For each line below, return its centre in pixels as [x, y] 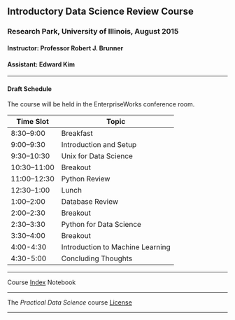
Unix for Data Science [97, 156]
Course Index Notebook [42, 282]
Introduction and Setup [99, 145]
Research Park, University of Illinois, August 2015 [93, 32]
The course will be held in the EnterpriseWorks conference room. [101, 104]
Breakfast [77, 134]
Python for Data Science [101, 225]
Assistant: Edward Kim [41, 64]
